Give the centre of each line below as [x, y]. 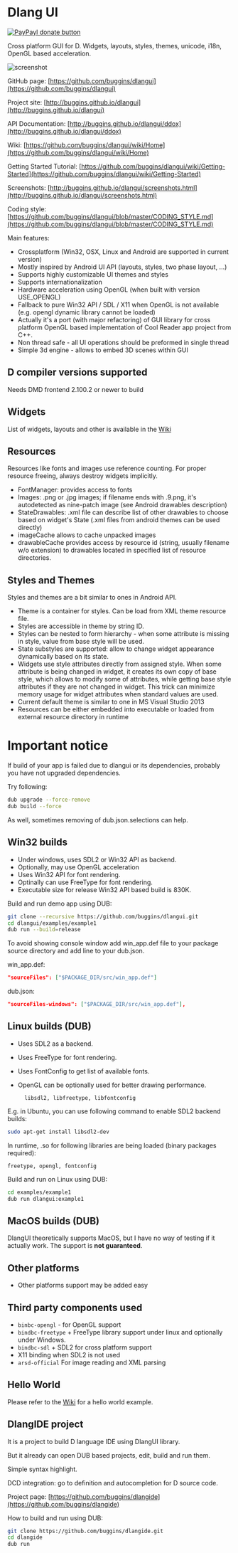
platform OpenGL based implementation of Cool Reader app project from [124, 327]
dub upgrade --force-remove [49, 800]
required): [22, 1152]
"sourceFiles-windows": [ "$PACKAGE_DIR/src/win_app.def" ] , [97, 1005]
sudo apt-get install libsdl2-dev [59, 1132]
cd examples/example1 [39, 1192]
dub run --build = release [44, 930]
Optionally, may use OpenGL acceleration [79, 867]
